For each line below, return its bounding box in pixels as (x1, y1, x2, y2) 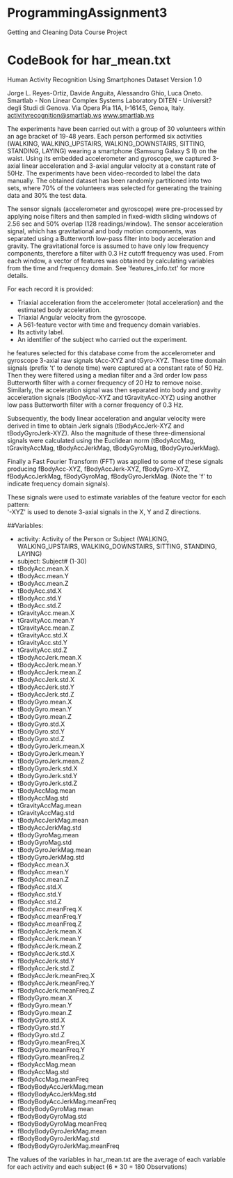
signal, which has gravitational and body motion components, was (7, 226, 197, 235)
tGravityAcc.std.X (17, 630, 68, 639)
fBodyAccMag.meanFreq (17, 1075, 89, 1083)
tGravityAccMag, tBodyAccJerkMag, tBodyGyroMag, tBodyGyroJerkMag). (7, 444, 220, 452)
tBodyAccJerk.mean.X (17, 653, 82, 661)
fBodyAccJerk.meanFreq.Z (17, 986, 95, 994)
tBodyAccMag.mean (17, 786, 76, 795)
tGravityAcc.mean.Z (17, 623, 75, 632)
